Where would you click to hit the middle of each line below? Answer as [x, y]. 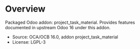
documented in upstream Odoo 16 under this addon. [58, 27]
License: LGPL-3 [29, 42]
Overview [25, 9]
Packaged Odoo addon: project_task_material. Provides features [70, 22]
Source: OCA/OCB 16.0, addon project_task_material [65, 37]
